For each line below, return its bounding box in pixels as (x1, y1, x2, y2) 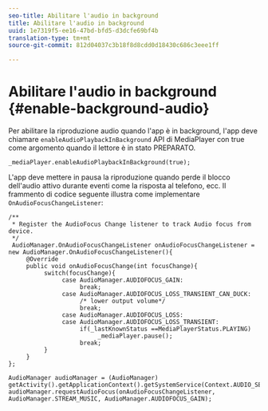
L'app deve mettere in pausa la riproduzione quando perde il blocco (8, 172, 231, 182)
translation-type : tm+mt (8, 34, 91, 42)
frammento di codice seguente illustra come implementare (8, 189, 201, 200)
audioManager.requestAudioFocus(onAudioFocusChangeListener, (8, 388, 216, 396)
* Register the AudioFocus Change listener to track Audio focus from (11, 220, 251, 228)
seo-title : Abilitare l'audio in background (8, 11, 159, 20)
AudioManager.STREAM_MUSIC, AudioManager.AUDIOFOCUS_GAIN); (8, 395, 213, 403)
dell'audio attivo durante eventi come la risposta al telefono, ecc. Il (8, 181, 227, 191)
